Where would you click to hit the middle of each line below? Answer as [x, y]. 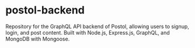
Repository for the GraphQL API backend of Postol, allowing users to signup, [97, 26]
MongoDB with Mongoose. [38, 39]
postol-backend [45, 10]
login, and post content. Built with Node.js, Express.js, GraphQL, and [88, 32]
